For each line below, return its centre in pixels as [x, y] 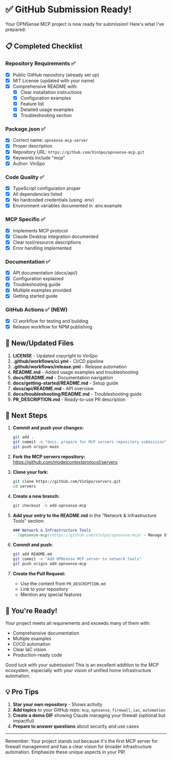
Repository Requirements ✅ [40, 64]
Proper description [33, 146]
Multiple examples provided [42, 290]
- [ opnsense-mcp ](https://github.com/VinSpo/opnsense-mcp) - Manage [87, 535]
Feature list [32, 103]
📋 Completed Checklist [44, 47]
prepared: [16, 29]
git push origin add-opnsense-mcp [49, 564]
